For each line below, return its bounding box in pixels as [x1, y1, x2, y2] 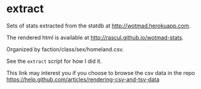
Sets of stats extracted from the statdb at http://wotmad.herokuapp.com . [6, 22, 191, 29]
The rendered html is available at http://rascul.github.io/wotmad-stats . [6, 34, 184, 41]
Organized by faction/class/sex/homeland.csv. [6, 45, 124, 53]
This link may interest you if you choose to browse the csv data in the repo [6, 69, 195, 76]
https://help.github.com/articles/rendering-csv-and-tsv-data [6, 76, 160, 83]
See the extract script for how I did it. [6, 57, 102, 65]
